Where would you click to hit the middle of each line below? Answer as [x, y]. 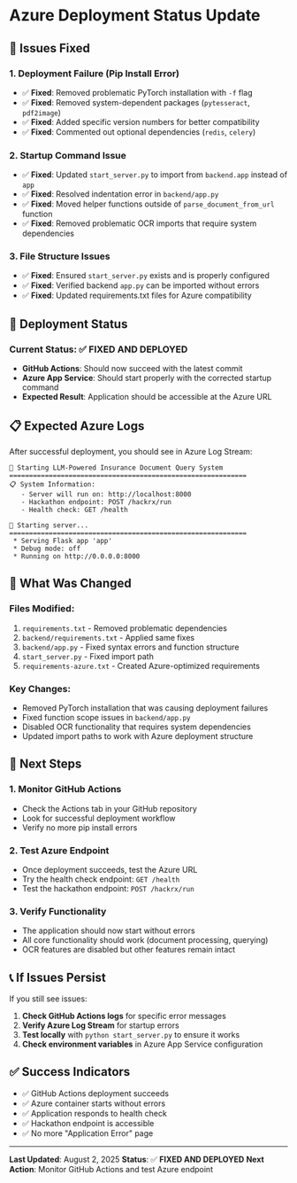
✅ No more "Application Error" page [88, 1133]
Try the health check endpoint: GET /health [101, 879]
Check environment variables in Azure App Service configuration [142, 1044]
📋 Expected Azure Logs [77, 426]
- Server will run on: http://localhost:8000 [106, 494]
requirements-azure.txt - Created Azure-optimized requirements [141, 665]
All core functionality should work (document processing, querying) [145, 940]
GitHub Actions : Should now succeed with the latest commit [132, 369]
